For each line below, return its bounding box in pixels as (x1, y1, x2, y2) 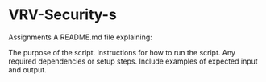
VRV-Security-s (8, 6, 117, 24)
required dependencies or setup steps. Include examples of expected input (8, 56, 258, 66)
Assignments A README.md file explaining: (8, 32, 153, 42)
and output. (8, 64, 47, 74)
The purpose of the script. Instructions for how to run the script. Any (8, 47, 236, 57)
